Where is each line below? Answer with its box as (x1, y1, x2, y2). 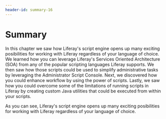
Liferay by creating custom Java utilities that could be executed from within (5, 88, 161, 94)
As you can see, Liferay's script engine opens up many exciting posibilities (5, 103, 160, 109)
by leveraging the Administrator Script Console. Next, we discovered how (5, 72, 157, 78)
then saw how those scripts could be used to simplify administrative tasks (5, 66, 158, 72)
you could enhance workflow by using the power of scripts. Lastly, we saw (5, 77, 160, 83)
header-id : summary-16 (5, 7, 53, 12)
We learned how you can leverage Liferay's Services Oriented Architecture (5, 56, 160, 62)
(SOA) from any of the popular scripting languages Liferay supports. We (5, 61, 154, 67)
